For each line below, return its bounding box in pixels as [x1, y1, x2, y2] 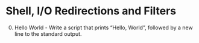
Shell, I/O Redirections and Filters [5, 4, 177, 18]
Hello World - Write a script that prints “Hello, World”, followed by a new [14, 24, 194, 31]
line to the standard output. [14, 30, 82, 37]
